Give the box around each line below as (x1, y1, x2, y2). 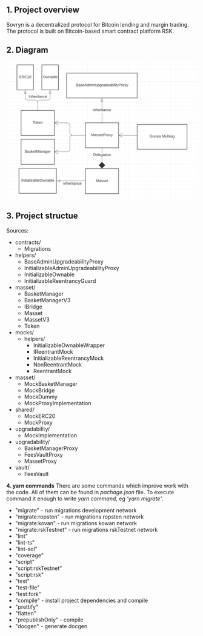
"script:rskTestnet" (15, 565, 62, 572)
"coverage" (15, 551, 44, 559)
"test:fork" (15, 590, 41, 597)
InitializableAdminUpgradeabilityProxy (24, 264, 119, 271)
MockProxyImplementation (24, 399, 92, 406)
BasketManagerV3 (24, 296, 71, 303)
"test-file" (15, 584, 40, 591)
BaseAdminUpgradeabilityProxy (24, 257, 104, 265)
